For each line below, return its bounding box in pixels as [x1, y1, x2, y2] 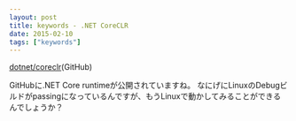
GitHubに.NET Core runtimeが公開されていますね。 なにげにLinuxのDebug [9, 80, 281, 91]
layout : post [9, 12, 58, 22]
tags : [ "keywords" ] [9, 37, 82, 47]
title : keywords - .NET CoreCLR [9, 21, 129, 30]
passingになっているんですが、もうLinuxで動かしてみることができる [32, 91, 282, 102]
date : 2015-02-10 [9, 29, 74, 38]
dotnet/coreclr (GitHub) [9, 62, 93, 72]
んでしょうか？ [9, 102, 64, 113]
